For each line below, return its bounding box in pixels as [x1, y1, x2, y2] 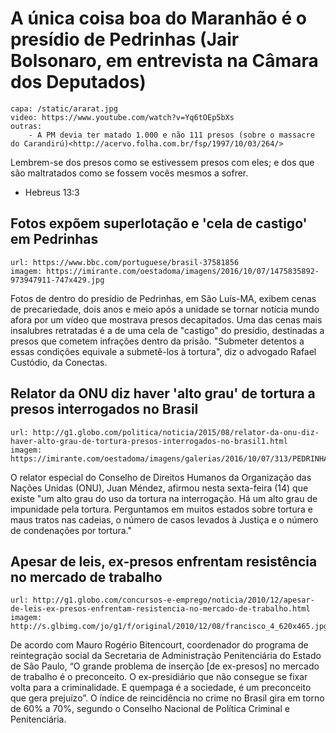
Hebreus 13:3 [24, 186, 80, 198]
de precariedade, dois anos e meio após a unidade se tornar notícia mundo [10, 303, 320, 315]
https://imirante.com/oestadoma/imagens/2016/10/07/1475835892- [46, 266, 320, 276]
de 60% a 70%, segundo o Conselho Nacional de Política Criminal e [10, 703, 290, 715]
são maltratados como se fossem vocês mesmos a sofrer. [10, 167, 249, 179]
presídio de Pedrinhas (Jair [10, 28, 240, 51]
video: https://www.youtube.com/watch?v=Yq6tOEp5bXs [10, 112, 235, 122]
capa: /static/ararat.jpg [10, 103, 118, 114]
